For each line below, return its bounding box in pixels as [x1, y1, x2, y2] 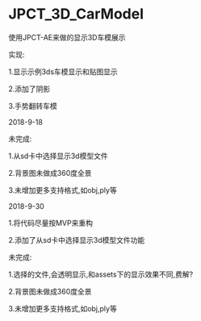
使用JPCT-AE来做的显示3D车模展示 [8, 32, 126, 42]
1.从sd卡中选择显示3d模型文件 [8, 151, 108, 160]
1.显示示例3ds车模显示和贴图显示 [8, 66, 119, 77]
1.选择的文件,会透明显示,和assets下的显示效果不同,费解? [8, 269, 194, 279]
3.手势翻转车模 [8, 101, 58, 110]
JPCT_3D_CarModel [8, 5, 144, 23]
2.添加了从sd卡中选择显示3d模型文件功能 [8, 235, 145, 244]
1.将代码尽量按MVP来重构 [8, 218, 93, 227]
